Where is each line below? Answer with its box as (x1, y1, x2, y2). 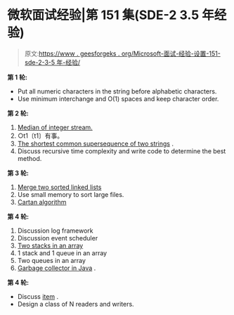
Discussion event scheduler (17, 233, 98, 242)
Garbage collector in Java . (17, 264, 96, 272)
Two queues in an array (17, 256, 86, 264)
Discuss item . (17, 292, 58, 300)
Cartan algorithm (17, 198, 67, 206)
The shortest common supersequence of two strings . (17, 139, 174, 148)
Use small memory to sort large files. (17, 190, 124, 198)
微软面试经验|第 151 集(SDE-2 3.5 (7, 7, 200, 23)
